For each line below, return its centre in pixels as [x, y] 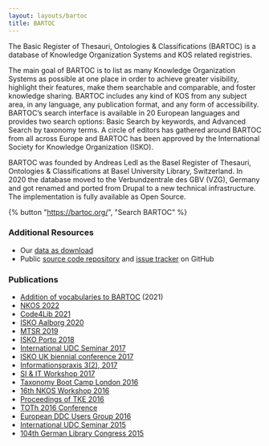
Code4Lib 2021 [45, 314]
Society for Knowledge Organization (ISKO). [81, 147]
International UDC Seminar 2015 [73, 425]
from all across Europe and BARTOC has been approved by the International [134, 138]
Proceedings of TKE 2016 [62, 399]
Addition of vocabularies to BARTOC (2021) [92, 297]
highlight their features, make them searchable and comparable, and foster [132, 87]
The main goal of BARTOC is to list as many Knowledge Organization [122, 70]
